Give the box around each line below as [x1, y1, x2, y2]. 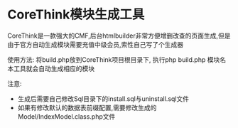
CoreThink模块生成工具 [7, 6, 145, 23]
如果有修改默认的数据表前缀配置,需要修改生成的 [17, 103, 157, 112]
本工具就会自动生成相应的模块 [7, 64, 94, 73]
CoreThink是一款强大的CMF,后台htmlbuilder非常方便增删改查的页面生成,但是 [7, 31, 231, 40]
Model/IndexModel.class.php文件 [17, 112, 116, 121]
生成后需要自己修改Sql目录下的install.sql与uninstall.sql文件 [17, 94, 190, 103]
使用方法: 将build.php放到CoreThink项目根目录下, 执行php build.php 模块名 [7, 55, 226, 64]
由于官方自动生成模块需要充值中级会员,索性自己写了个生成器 [7, 40, 184, 48]
